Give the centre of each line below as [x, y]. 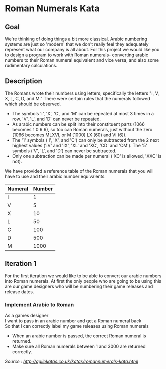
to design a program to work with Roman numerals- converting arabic [77, 55]
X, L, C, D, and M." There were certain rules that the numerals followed [78, 98]
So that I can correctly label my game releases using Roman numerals [77, 326]
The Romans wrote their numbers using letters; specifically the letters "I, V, [82, 93]
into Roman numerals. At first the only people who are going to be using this [83, 281]
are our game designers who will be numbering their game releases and [79, 286]
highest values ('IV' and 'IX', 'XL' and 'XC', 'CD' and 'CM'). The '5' [80, 145]
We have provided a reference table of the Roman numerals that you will [79, 171]
